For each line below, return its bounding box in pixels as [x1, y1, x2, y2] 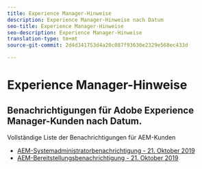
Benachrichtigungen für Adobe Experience [7, 104, 194, 116]
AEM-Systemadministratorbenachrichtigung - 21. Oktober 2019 [16, 146, 195, 155]
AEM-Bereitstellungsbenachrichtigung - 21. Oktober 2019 [16, 154, 179, 161]
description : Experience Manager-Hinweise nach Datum [7, 16, 164, 23]
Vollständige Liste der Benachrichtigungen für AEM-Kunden [7, 133, 176, 141]
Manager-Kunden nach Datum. [7, 115, 142, 127]
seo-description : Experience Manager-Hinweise [7, 29, 142, 36]
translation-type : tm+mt [7, 36, 78, 42]
